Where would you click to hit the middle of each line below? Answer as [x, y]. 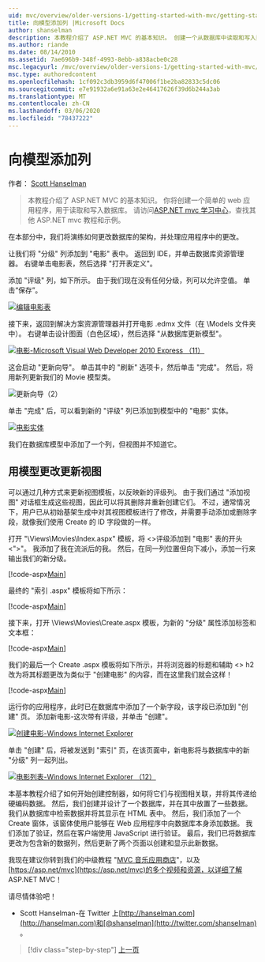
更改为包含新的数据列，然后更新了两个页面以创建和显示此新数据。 [115, 843]
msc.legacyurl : [33, 67]
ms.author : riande [38, 45]
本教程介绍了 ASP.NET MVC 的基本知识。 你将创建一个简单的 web [134, 200]
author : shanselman [40, 30]
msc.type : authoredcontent [52, 74]
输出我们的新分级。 [39, 558]
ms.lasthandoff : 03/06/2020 [54, 111]
